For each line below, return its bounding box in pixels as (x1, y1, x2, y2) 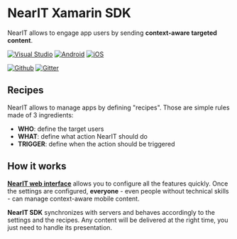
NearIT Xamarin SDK (7, 5, 131, 21)
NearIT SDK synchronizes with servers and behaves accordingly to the (7, 208, 215, 216)
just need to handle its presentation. (7, 223, 112, 232)
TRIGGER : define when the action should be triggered (17, 139, 175, 148)
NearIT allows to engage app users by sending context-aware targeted (7, 28, 218, 37)
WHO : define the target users (17, 124, 104, 133)
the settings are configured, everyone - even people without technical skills (7, 186, 229, 195)
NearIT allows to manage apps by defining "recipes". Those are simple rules (7, 103, 230, 112)
